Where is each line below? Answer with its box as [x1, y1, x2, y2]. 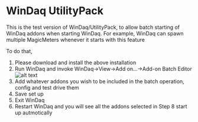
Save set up [14, 90, 44, 97]
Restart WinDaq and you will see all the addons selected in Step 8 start [14, 103, 187, 110]
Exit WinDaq [14, 96, 45, 104]
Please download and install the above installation [14, 59, 137, 66]
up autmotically [14, 109, 53, 116]
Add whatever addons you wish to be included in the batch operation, [14, 78, 184, 85]
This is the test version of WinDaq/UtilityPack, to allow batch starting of [6, 24, 180, 31]
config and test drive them [14, 84, 80, 91]
